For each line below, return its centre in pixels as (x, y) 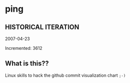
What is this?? (27, 64)
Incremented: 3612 (24, 48)
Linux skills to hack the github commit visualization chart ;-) (65, 75)
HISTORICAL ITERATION (42, 27)
